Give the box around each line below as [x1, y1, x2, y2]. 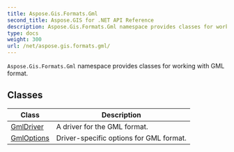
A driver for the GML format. [56, 121, 148, 131]
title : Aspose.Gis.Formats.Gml [7, 10, 98, 17]
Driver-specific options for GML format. [56, 133, 187, 143]
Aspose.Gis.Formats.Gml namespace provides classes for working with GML [7, 62, 225, 70]
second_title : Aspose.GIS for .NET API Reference [7, 17, 155, 24]
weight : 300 [7, 36, 42, 43]
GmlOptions [10, 133, 50, 143]
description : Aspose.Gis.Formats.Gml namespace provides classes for [7, 23, 214, 30]
